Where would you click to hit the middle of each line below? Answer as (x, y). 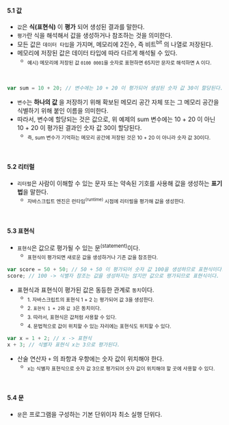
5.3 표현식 (21, 231)
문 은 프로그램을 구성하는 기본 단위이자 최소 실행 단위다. (90, 414)
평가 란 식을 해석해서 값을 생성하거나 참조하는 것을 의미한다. (95, 36)
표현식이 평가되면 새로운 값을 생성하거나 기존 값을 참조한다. (93, 257)
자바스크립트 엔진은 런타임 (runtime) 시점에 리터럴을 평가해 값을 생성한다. (106, 201)
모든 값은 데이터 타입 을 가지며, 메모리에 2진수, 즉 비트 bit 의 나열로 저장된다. (115, 43)
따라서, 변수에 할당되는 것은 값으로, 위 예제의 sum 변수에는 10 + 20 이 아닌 (116, 119)
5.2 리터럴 (21, 166)
